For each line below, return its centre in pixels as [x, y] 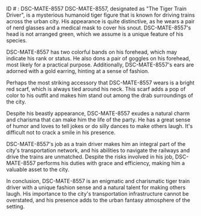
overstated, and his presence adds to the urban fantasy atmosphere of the [98, 200]
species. [17, 40]
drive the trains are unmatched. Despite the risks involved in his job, [90, 157]
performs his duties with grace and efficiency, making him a [111, 163]
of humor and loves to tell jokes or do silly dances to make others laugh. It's [100, 126]
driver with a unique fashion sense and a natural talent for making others [96, 187]
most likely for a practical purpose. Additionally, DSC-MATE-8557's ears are [100, 65]
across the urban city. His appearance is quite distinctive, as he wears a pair [100, 21]
